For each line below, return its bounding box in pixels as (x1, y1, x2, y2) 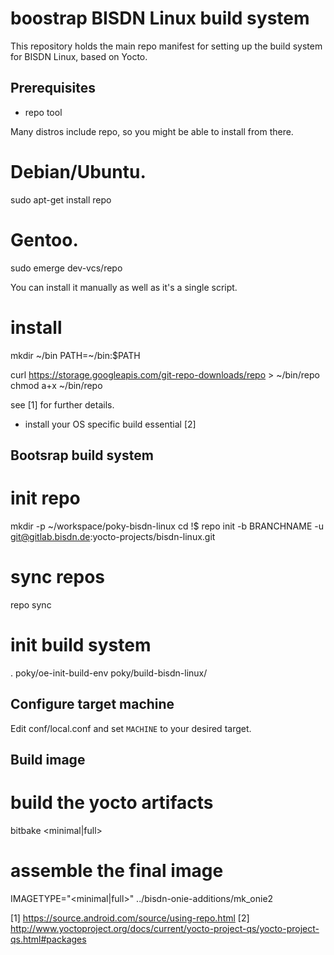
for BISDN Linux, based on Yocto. (10, 50, 148, 62)
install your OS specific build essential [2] (24, 418, 197, 430)
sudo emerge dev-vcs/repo (10, 262, 123, 274)
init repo (10, 487, 81, 510)
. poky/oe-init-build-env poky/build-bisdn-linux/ (10, 667, 208, 679)
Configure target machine (10, 696, 175, 713)
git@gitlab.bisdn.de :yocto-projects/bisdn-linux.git (10, 530, 216, 542)
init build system (10, 634, 152, 657)
